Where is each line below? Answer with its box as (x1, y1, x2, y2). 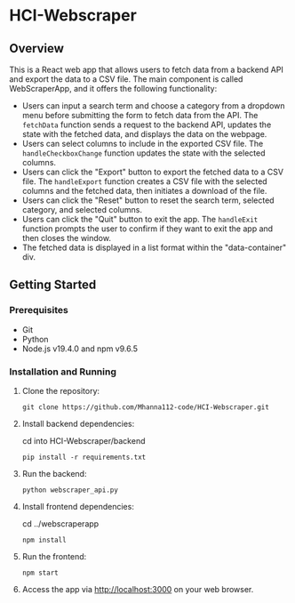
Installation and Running (9, 366, 117, 378)
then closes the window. (21, 233, 111, 243)
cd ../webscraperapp (21, 518, 100, 529)
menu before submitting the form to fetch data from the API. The (21, 110, 259, 120)
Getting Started (9, 277, 97, 293)
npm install (21, 535, 67, 544)
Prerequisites (9, 304, 68, 317)
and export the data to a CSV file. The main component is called (9, 74, 243, 84)
